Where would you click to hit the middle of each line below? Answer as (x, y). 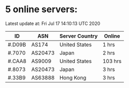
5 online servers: (41, 9)
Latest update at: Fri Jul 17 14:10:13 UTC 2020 (53, 23)
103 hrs (112, 61)
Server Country (78, 36)
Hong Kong (73, 77)
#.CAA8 (17, 61)
